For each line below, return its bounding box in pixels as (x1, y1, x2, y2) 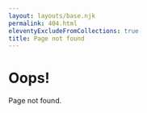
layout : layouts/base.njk (8, 11, 95, 20)
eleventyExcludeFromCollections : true (8, 27, 139, 35)
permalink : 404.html (8, 19, 78, 27)
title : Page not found (8, 34, 85, 43)
